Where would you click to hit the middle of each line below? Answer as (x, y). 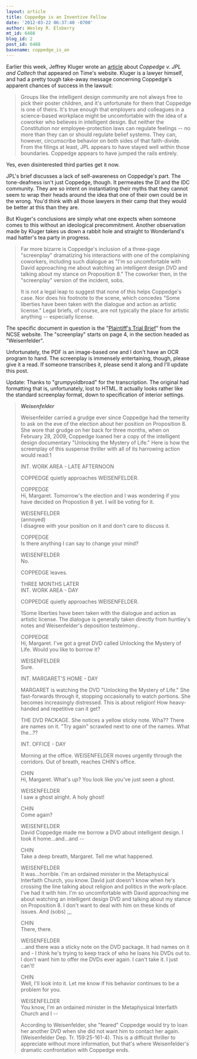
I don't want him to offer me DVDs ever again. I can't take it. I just (99, 959)
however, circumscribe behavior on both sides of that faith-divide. (101, 140)
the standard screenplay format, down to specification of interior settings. (96, 395)
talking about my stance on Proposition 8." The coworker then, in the (103, 274)
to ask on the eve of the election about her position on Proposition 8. (103, 423)
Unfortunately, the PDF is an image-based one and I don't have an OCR (92, 352)
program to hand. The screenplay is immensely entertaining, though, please (98, 358)
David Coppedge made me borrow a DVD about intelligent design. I (102, 832)
